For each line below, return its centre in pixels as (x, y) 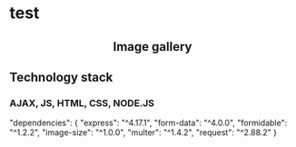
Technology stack (61, 77)
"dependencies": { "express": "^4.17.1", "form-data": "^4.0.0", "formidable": (148, 123)
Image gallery (153, 47)
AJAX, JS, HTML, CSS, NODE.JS (82, 103)
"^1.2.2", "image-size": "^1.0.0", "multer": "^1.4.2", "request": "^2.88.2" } (143, 132)
